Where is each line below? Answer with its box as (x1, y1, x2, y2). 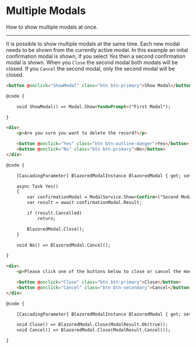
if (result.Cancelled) (27, 210, 82, 216)
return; (37, 215, 57, 222)
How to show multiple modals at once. (6, 23, 98, 30)
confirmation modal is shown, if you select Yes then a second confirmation (6, 53, 185, 60)
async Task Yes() (16, 183, 59, 189)
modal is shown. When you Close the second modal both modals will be (6, 58, 178, 65)
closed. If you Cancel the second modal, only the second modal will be (6, 65, 175, 72)
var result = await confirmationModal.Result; (27, 200, 142, 206)
